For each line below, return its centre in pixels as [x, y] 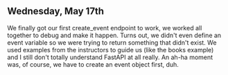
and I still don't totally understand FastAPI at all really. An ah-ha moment [110, 57]
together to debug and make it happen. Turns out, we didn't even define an [114, 35]
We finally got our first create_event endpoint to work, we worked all [105, 28]
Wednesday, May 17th [56, 11]
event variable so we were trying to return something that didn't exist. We [112, 42]
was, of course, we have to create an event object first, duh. [93, 64]
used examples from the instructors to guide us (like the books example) [111, 50]
